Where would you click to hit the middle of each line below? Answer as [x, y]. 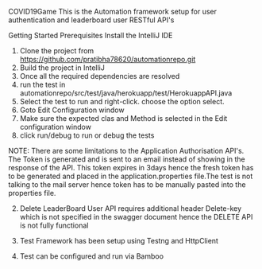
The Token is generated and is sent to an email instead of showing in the [127, 159]
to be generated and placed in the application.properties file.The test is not [131, 176]
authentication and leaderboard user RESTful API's [91, 20]
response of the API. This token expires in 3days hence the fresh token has [131, 168]
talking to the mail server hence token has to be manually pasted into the [127, 185]
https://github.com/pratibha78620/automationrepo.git [108, 59]
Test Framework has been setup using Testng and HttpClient [119, 241]
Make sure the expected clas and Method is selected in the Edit [123, 118]
